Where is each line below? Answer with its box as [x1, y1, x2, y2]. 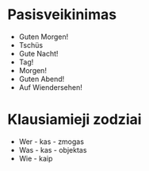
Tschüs [18, 40, 44, 49]
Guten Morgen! [18, 32, 69, 41]
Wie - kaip [18, 154, 53, 163]
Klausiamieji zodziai [7, 111, 142, 129]
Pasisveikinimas [7, 6, 117, 24]
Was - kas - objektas [18, 145, 87, 154]
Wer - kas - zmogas [18, 137, 85, 146]
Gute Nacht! [18, 49, 59, 58]
